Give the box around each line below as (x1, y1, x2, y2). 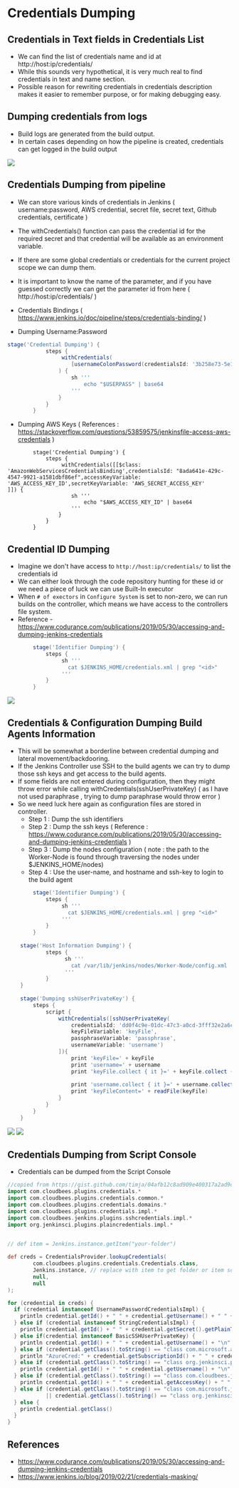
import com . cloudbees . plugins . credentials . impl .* (7, 1207, 158, 1215)
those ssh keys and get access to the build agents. (17, 769, 167, 778)
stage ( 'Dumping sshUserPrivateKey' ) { (20, 995, 135, 1002)
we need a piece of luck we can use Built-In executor (17, 585, 174, 593)
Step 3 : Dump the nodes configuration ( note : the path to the (28, 846, 210, 853)
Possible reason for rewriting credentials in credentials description (17, 83, 213, 90)
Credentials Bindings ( (17, 306, 83, 314)
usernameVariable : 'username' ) (70, 1041, 164, 1049)
